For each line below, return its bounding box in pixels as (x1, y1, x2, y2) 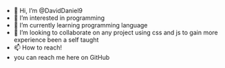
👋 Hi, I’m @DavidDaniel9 (13, 7, 83, 14)
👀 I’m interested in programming (13, 14, 105, 22)
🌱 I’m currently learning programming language (13, 21, 148, 29)
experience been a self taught (13, 36, 99, 44)
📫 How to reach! (13, 43, 63, 52)
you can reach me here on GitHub (13, 54, 110, 61)
